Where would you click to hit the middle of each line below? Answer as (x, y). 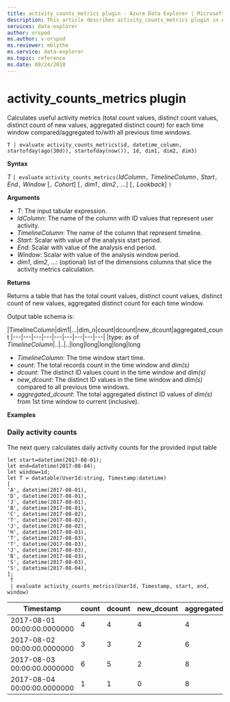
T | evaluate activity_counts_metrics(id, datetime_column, (95, 145)
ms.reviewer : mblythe (38, 45)
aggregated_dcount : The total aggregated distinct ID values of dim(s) (115, 394)
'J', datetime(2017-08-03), (47, 550)
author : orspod (29, 33)
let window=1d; (29, 472)
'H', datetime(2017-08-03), (47, 532)
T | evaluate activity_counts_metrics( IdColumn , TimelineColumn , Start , (112, 177)
